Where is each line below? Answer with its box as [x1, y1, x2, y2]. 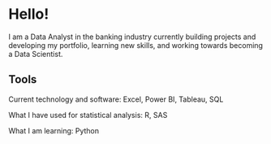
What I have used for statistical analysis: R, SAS [8, 110, 168, 120]
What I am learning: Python [8, 125, 100, 135]
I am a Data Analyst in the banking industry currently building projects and [8, 32, 256, 41]
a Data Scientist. [8, 49, 63, 59]
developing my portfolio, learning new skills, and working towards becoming [8, 40, 264, 50]
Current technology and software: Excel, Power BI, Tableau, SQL [8, 94, 224, 104]
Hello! [8, 5, 49, 24]
